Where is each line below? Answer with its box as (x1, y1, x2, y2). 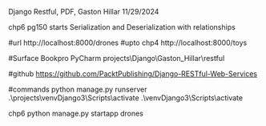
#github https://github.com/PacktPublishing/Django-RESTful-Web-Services (8, 69, 258, 79)
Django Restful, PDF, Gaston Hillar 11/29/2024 (8, 7, 159, 16)
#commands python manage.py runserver (8, 84, 147, 94)
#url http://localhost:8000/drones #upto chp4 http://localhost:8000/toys (8, 38, 248, 47)
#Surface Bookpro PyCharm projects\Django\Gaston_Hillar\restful (8, 54, 225, 63)
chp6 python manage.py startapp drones (8, 108, 144, 118)
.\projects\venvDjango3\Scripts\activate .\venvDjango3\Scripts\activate (8, 93, 243, 103)
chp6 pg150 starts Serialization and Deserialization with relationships (8, 22, 236, 31)
